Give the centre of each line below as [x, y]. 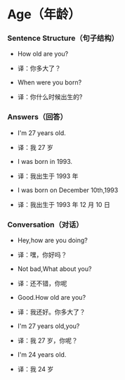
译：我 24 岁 [35, 369]
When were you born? [50, 82]
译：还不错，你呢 [42, 284]
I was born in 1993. [45, 161]
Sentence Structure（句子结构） [63, 38]
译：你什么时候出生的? [50, 97]
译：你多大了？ [39, 68]
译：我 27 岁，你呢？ [48, 341]
